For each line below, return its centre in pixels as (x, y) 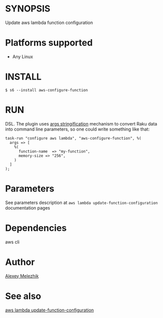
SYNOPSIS (28, 9)
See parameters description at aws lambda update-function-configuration (81, 202)
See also (23, 296)
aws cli (12, 242)
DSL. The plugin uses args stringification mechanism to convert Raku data (81, 123)
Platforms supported (49, 43)
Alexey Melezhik (22, 276)
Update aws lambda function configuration (49, 22)
